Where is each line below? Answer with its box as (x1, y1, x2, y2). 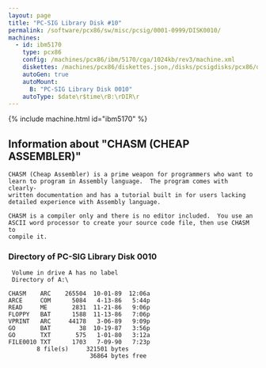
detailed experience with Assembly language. (8, 199, 161, 207)
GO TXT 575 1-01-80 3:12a (8, 332, 150, 340)
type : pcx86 (22, 48, 62, 56)
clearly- (8, 184, 37, 192)
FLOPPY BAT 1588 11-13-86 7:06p (8, 310, 150, 319)
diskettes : (22, 63, 59, 71)
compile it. (8, 233, 47, 241)
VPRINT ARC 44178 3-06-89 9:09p (8, 317, 150, 325)
